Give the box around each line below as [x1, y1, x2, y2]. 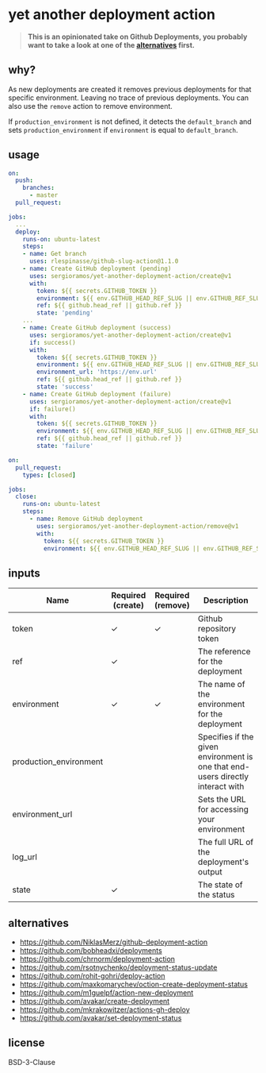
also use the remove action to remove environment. [8, 101, 173, 110]
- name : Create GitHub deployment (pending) [22, 264, 172, 273]
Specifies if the [197, 731, 254, 743]
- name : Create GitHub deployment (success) [22, 324, 172, 332]
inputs [8, 566, 41, 580]
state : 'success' [36, 383, 93, 391]
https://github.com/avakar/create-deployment [19, 997, 170, 1006]
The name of [197, 679, 245, 690]
